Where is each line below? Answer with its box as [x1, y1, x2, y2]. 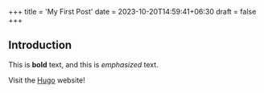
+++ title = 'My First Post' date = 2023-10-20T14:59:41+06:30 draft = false [8, 7, 257, 16]
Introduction [8, 38, 72, 52]
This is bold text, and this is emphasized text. [8, 59, 159, 69]
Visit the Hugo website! [8, 75, 86, 85]
